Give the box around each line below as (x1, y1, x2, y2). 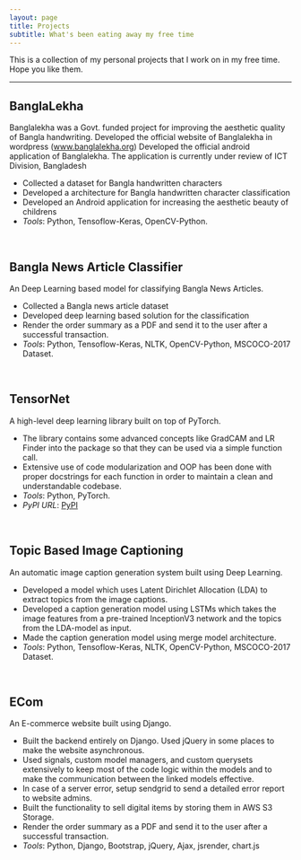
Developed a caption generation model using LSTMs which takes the (21, 603, 277, 614)
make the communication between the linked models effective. (21, 774, 254, 785)
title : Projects (9, 22, 70, 31)
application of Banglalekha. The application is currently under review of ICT (9, 151, 288, 162)
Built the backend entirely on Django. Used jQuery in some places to (21, 735, 275, 746)
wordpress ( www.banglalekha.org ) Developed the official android (9, 141, 251, 153)
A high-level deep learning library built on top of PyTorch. (9, 415, 221, 426)
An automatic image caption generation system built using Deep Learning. (9, 566, 283, 577)
